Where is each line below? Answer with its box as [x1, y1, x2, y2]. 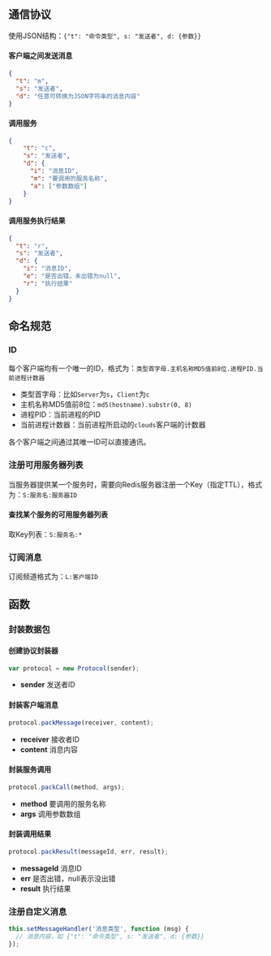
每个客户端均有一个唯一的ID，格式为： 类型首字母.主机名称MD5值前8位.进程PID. [8, 364, 257, 374]
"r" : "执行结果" [23, 279, 73, 288]
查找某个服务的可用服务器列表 [8, 510, 108, 520]
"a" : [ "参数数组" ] [29, 182, 88, 190]
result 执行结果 [19, 884, 71, 893]
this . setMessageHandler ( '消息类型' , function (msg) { [8, 924, 189, 932]
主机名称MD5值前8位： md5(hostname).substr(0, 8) [19, 400, 192, 409]
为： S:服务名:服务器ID [8, 490, 78, 500]
